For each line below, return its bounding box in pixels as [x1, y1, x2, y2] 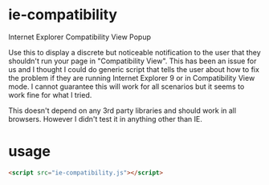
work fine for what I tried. [8, 90, 92, 99]
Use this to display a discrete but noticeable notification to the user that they [8, 47, 261, 57]
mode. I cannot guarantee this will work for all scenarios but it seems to [8, 82, 245, 91]
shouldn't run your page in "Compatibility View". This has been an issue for [8, 56, 257, 66]
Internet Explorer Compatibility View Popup [8, 32, 151, 42]
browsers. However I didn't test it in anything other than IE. [8, 114, 203, 123]
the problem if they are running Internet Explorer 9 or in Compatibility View [8, 73, 255, 82]
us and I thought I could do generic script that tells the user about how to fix [8, 64, 259, 74]
